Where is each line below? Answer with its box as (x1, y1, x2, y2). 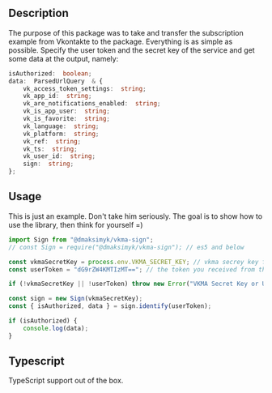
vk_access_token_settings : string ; (23, 84, 147, 92)
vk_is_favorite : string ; (23, 115, 111, 123)
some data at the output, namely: (8, 53, 119, 63)
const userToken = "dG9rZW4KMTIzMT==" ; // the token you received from (8, 265, 255, 274)
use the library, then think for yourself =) (8, 220, 143, 229)
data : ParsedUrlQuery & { (8, 77, 104, 85)
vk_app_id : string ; (23, 92, 92, 100)
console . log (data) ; (23, 324, 89, 332)
